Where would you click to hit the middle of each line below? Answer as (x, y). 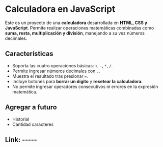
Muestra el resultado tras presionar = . (50, 76)
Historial (21, 119)
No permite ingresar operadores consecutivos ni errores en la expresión (85, 87)
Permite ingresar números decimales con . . (56, 71)
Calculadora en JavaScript (60, 9)
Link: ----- (21, 139)
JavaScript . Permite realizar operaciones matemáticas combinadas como (80, 28)
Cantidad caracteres (33, 124)
